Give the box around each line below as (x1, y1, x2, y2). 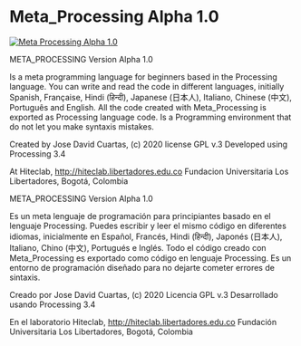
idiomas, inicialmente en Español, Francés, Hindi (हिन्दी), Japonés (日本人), (9, 231, 283, 242)
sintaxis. (9, 272, 41, 283)
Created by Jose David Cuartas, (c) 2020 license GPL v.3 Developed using (9, 139, 288, 149)
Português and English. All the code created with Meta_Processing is (9, 101, 267, 112)
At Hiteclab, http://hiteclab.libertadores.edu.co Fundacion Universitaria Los (9, 166, 289, 177)
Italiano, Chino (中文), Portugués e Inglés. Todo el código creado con (9, 242, 267, 253)
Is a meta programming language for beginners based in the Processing (9, 71, 278, 82)
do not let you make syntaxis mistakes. (9, 120, 154, 132)
